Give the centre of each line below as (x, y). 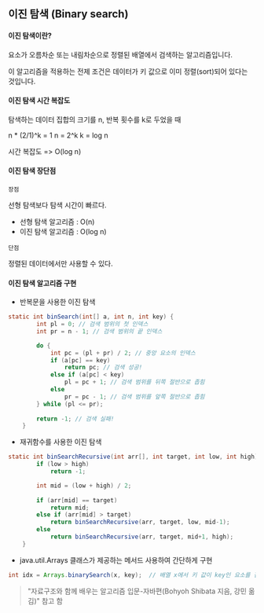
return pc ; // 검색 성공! (103, 368)
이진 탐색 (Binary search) (68, 14)
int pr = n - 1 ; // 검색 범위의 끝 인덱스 (99, 331)
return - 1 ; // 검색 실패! (75, 419)
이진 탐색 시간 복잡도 (39, 101)
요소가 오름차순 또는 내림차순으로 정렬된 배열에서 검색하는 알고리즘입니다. (121, 54)
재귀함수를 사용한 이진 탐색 (60, 442)
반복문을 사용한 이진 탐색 (57, 302)
